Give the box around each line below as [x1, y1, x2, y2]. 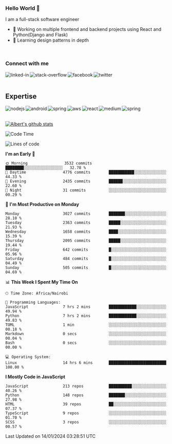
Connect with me [5, 60, 49, 67]
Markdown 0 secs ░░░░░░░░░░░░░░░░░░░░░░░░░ [5, 331, 167, 337]
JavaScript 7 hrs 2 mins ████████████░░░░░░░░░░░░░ [5, 304, 167, 310]
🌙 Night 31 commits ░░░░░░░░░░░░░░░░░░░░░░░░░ [5, 188, 167, 193]
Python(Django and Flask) [12, 32, 68, 38]
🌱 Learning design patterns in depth [12, 37, 89, 43]
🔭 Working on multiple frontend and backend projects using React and [12, 26, 162, 32]
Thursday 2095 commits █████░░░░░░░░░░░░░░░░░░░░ [5, 238, 167, 244]
